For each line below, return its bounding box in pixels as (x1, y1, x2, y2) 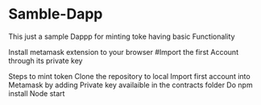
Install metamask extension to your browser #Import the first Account (8, 47, 239, 57)
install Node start (8, 88, 65, 98)
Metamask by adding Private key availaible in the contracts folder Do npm (8, 80, 253, 90)
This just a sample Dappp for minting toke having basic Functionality (8, 31, 235, 41)
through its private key (8, 56, 83, 65)
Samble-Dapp (8, 5, 103, 23)
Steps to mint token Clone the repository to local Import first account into (8, 71, 251, 81)
